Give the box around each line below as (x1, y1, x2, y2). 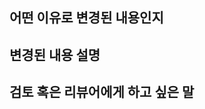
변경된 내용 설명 (9, 46, 101, 63)
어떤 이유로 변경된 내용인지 (9, 9, 164, 27)
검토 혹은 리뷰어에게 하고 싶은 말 (9, 84, 195, 101)
